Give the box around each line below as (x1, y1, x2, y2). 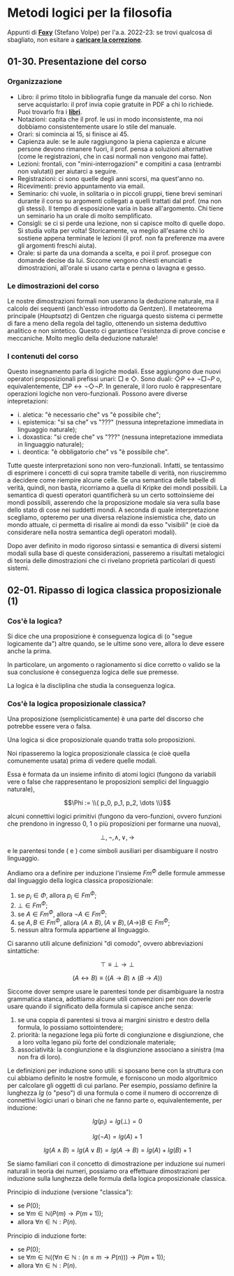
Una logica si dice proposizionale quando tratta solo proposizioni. (7, 736, 196, 744)
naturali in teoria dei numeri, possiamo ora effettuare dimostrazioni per (7, 1167, 210, 1175)
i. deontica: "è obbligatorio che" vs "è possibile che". (17, 447, 170, 456)
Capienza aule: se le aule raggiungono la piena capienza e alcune (17, 137, 207, 145)
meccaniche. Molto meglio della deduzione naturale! (7, 334, 159, 342)
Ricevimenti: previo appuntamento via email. (17, 182, 145, 190)
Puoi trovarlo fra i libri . (17, 107, 82, 116)
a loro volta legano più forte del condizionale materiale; (17, 1038, 176, 1047)
